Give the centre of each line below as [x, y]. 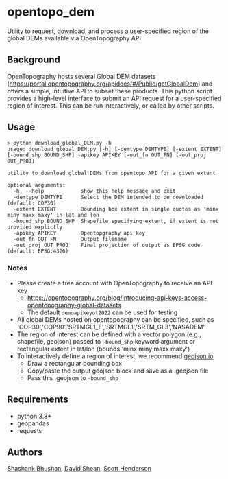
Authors [25, 453]
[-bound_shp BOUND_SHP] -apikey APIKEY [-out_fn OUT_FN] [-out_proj [107, 155]
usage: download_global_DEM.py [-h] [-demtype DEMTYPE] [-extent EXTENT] [115, 149]
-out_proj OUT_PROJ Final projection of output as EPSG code [107, 245]
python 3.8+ [34, 416]
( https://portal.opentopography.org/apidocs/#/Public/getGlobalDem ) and [110, 84]
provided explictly [35, 227]
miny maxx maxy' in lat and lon [53, 215]
